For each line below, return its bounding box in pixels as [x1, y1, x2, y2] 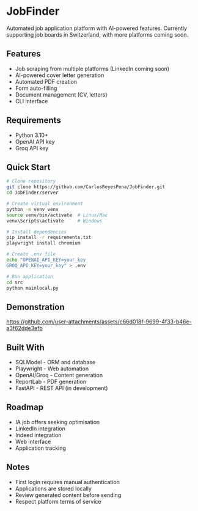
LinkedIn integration [15, 425, 66, 432]
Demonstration [6, 301, 65, 312]
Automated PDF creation [15, 78, 78, 85]
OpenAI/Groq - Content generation [15, 372, 103, 378]
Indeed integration [15, 431, 62, 438]
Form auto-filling [15, 84, 57, 92]
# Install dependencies [6, 229, 67, 235]
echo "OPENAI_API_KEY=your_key [6, 257, 86, 263]
